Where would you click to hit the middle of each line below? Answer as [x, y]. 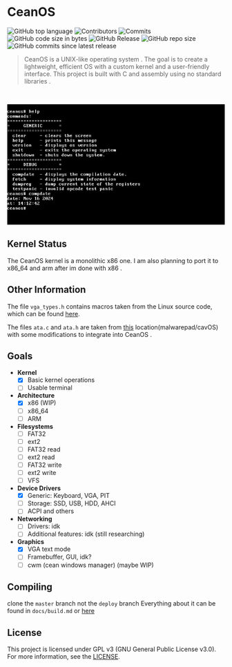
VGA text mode [49, 549]
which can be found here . [44, 313]
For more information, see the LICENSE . [64, 657]
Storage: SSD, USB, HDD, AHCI [71, 503]
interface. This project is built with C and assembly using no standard [123, 74]
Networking [35, 519]
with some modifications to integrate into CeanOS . [80, 334]
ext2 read [41, 457]
